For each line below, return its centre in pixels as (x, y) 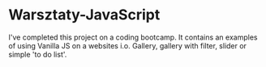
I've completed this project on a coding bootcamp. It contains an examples (133, 37)
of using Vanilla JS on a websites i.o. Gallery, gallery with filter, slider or (128, 45)
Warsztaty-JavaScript (84, 15)
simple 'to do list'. (38, 54)
